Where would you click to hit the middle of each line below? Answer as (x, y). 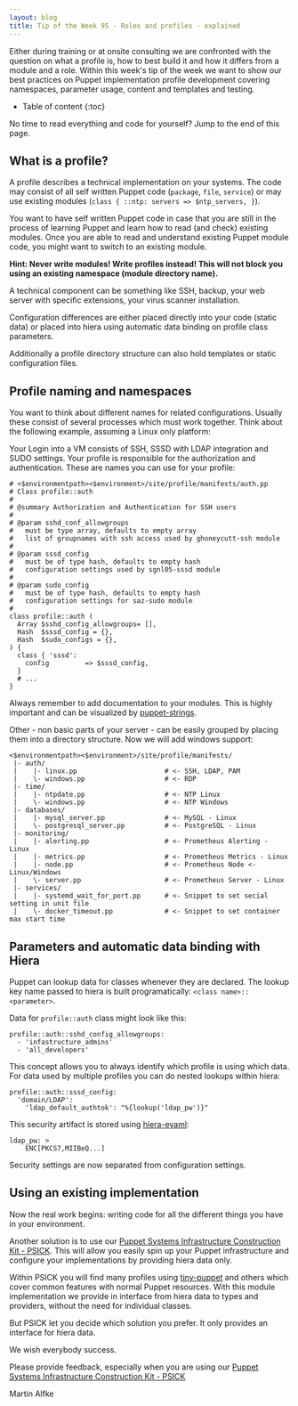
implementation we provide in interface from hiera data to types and (134, 1296)
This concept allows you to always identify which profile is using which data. (149, 1066)
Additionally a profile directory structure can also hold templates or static (143, 354)
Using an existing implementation (105, 1193)
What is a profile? (59, 161)
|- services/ (37, 888)
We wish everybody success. (63, 1349)
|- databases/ (39, 810)
